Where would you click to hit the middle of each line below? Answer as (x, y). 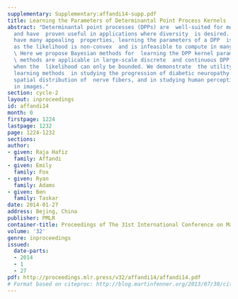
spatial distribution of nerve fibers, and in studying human (109, 80)
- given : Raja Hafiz (38, 152)
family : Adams (34, 185)
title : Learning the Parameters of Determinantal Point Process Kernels (117, 21)
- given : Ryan (28, 179)
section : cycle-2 (33, 93)
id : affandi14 (28, 106)
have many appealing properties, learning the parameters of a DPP (117, 40)
